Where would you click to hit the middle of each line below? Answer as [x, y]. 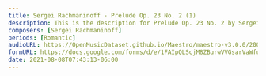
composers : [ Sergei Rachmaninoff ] [65, 30]
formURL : [23, 52]
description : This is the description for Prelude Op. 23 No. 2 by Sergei [134, 23]
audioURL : [25, 45]
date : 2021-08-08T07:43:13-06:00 [63, 60]
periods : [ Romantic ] [42, 38]
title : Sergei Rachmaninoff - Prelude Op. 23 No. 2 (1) [102, 15]
